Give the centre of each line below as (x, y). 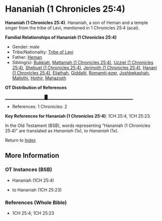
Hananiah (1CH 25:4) (33, 180)
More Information (32, 156)
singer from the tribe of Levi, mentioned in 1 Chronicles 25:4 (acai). (72, 27)
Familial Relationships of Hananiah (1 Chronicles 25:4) (61, 37)
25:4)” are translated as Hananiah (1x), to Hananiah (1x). (62, 130)
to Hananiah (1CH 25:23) (37, 190)
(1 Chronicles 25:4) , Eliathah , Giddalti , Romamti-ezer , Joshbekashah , (81, 73)
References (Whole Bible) (36, 202)
